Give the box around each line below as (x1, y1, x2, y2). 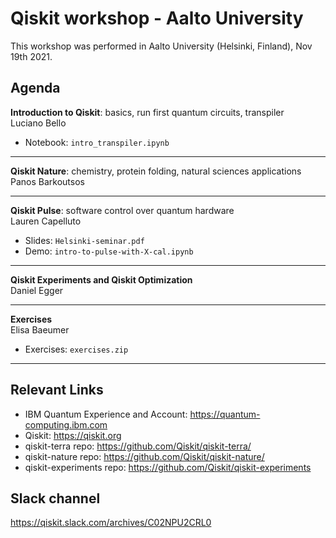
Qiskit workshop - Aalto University (10, 7, 304, 30)
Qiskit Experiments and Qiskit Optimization (10, 273, 193, 286)
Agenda (10, 80, 61, 97)
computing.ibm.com (24, 418, 108, 431)
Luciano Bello (10, 117, 67, 129)
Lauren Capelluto (10, 215, 82, 227)
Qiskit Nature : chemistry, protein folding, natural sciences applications (10, 165, 302, 177)
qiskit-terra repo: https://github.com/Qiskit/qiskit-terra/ (24, 440, 252, 452)
